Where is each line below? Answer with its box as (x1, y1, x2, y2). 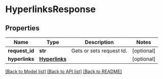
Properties (5, 24, 40, 32)
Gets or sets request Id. (71, 47, 127, 54)
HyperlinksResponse (5, 4, 96, 15)
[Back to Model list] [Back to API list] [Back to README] (5, 68, 122, 74)
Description (85, 39, 114, 46)
